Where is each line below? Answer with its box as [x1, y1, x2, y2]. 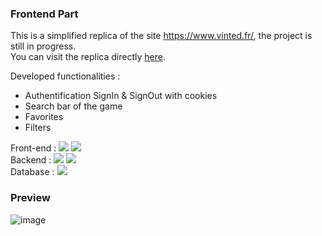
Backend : [10, 154, 52, 166]
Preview [10, 191, 51, 205]
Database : [10, 166, 55, 178]
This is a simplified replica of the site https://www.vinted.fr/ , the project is [10, 30, 313, 42]
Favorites [24, 111, 64, 123]
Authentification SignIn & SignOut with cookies [24, 90, 218, 102]
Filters [24, 122, 52, 134]
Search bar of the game [24, 100, 123, 112]
